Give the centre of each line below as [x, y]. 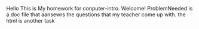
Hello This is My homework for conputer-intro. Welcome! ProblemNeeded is [99, 8]
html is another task [30, 21]
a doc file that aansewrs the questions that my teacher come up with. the [96, 14]
